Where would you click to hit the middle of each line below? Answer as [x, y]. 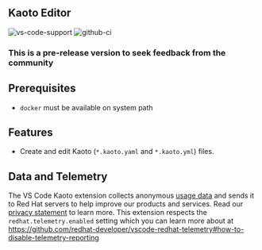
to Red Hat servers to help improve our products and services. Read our [126, 204]
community [31, 63]
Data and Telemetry [58, 177]
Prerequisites [42, 88]
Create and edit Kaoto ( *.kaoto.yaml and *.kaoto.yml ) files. [117, 152]
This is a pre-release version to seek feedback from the [117, 52]
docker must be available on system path [86, 107]
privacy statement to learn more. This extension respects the [108, 213]
